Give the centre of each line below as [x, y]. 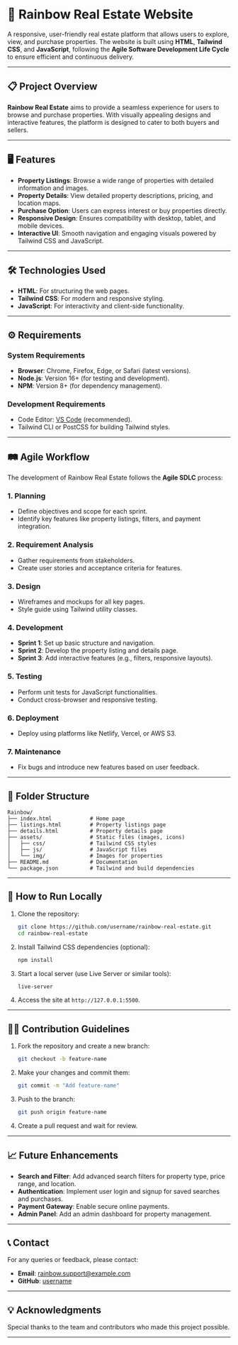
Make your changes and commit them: [74, 1073]
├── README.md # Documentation [73, 862]
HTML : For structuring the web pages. [73, 291]
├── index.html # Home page [66, 819]
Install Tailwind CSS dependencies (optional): [84, 947]
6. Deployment [33, 718]
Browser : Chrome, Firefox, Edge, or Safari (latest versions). [104, 371]
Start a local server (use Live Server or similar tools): [94, 973]
